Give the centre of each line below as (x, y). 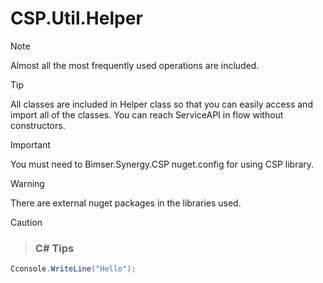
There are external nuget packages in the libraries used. (126, 203)
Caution (26, 222)
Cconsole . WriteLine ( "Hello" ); (73, 269)
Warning (27, 183)
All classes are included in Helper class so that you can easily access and (161, 104)
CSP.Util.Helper (76, 18)
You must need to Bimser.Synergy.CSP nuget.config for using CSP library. (162, 164)
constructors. (38, 125)
